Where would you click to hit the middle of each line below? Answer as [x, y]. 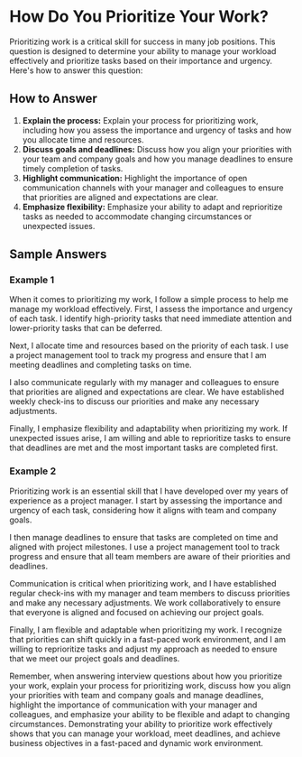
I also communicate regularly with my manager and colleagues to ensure [144, 383]
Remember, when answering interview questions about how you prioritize [146, 676]
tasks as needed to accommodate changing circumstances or [137, 216]
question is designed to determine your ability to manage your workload [143, 51]
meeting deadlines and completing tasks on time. [101, 365]
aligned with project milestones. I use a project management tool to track [145, 547]
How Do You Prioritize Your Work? [139, 17]
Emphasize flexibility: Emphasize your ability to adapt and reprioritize [152, 207]
